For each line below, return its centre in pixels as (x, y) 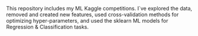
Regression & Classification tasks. (47, 27)
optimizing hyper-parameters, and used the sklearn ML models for (87, 21)
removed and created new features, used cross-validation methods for (92, 15)
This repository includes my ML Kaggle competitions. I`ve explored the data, (99, 8)
